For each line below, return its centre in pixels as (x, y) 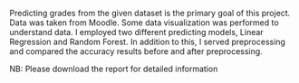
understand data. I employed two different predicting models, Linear (137, 32)
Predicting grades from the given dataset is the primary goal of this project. (150, 13)
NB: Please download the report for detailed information (114, 69)
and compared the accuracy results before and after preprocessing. (136, 51)
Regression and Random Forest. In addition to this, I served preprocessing (147, 41)
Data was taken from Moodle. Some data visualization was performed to (144, 23)
